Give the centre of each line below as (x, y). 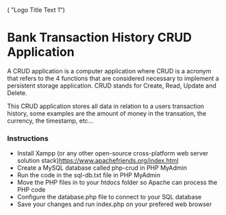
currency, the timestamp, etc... (50, 121)
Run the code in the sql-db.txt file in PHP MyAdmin (89, 175)
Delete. (17, 92)
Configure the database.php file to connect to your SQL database (109, 197)
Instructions (28, 138)
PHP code (31, 190)
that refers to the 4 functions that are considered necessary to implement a (113, 78)
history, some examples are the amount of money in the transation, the (107, 113)
